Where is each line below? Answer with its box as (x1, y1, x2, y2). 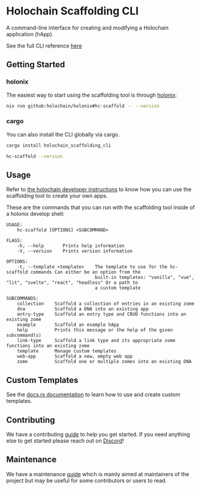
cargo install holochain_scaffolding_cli (6, 142, 112, 149)
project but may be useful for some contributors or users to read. (6, 477, 167, 484)
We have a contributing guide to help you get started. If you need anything (6, 430, 190, 438)
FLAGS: (6, 237, 23, 244)
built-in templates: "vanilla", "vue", (95, 275, 195, 281)
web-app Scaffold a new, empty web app (17, 354, 133, 360)
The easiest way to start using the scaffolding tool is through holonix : (6, 91, 177, 99)
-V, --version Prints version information (17, 248, 133, 254)
